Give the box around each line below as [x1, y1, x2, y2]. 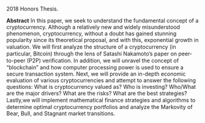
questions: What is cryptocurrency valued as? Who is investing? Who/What [6, 83, 196, 90]
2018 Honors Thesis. [6, 5, 59, 12]
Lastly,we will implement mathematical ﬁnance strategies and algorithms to [6, 97, 196, 104]
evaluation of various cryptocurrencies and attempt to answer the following [6, 77, 196, 84]
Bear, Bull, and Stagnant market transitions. [6, 110, 116, 117]
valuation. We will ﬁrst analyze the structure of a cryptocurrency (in [6, 43, 176, 51]
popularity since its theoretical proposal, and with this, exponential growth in [6, 37, 199, 43]
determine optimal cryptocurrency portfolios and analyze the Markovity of [6, 104, 193, 110]
